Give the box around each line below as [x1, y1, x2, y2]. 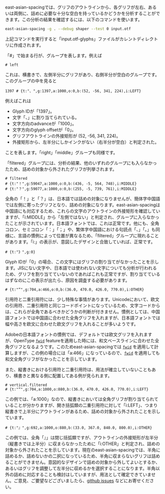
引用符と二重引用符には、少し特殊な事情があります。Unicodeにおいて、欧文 [5, 296, 160, 302]
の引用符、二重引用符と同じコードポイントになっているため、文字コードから [5, 302, 161, 308]
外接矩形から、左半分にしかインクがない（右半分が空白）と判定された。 [12, 139, 159, 145]
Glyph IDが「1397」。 [12, 108, 55, 114]
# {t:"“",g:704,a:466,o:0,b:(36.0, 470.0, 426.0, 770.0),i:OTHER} [5, 287, 144, 292]
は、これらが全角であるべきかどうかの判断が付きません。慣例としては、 [5, 308, 152, 314]
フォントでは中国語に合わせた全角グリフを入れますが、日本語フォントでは [9, 315, 161, 321]
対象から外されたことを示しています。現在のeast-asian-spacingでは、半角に [5, 447, 161, 453]
